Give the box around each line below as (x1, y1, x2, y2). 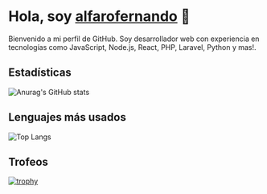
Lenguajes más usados (8, 110, 126, 124)
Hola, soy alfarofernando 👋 (8, 7, 191, 26)
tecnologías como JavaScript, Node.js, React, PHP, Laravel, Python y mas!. (8, 42, 257, 52)
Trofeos (8, 155, 48, 168)
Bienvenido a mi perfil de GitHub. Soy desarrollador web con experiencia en (8, 34, 260, 43)
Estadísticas (8, 66, 72, 80)
